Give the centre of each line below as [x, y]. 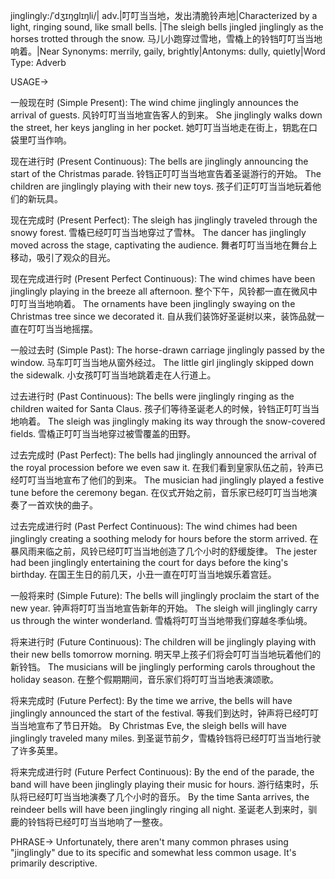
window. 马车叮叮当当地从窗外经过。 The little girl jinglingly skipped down [162, 362]
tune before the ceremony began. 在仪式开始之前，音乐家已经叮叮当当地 [159, 492]
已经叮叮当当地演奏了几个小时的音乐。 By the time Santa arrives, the [168, 797]
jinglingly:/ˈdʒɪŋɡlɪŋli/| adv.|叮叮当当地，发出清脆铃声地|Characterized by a [164, 15]
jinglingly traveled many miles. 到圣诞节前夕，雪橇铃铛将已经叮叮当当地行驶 [166, 738]
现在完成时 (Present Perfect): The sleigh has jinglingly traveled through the [164, 220]
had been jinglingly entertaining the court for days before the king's [149, 562]
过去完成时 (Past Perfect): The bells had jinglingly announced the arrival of [163, 455]
